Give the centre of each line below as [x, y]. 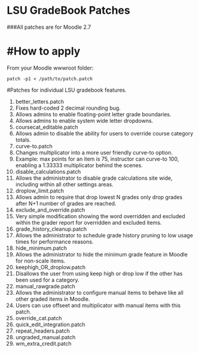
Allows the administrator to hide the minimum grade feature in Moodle [101, 254]
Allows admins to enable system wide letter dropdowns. [84, 120]
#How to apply [44, 51]
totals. [23, 140]
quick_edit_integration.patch [50, 324]
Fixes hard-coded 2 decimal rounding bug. [68, 108]
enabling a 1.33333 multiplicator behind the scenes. [79, 165]
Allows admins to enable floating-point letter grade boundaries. [94, 114]
